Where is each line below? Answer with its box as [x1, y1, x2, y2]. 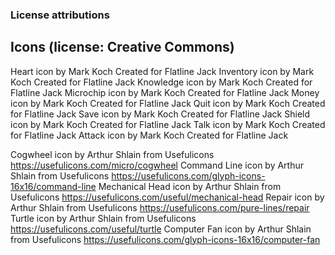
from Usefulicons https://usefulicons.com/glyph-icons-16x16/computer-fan [10, 233, 321, 245]
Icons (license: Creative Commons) [10, 39, 235, 56]
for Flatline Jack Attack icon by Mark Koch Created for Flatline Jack [10, 129, 289, 141]
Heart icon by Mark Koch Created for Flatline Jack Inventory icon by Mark [10, 65, 315, 77]
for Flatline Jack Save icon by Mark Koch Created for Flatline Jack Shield [10, 108, 311, 120]
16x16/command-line [10, 180, 97, 192]
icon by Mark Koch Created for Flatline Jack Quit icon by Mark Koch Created [10, 97, 326, 109]
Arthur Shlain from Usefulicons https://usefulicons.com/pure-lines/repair [10, 201, 310, 213]
